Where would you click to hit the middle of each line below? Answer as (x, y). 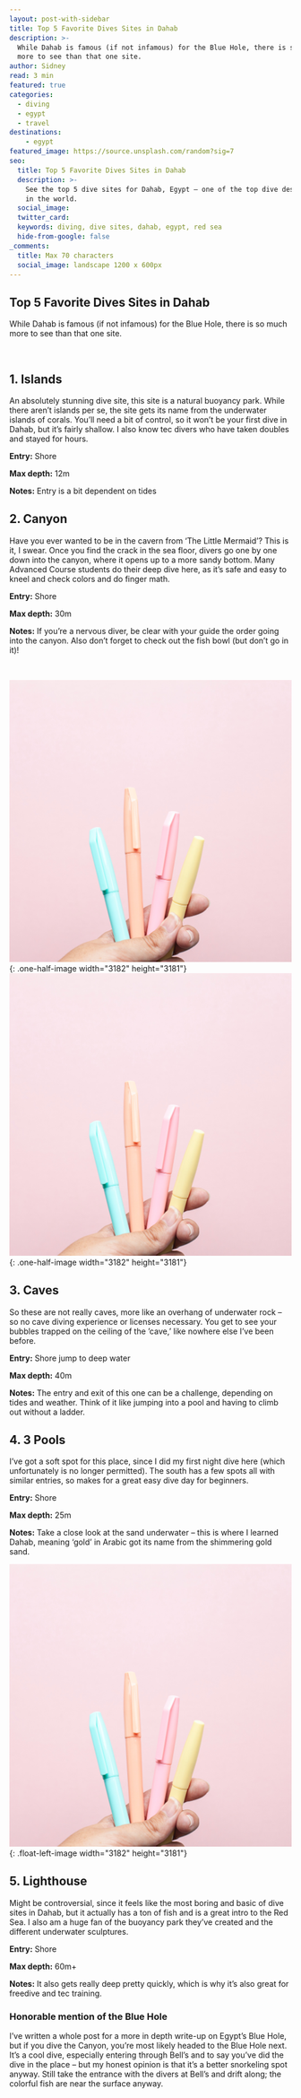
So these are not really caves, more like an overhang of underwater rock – (146, 1312)
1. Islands (36, 379)
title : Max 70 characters (66, 256)
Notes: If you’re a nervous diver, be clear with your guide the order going (144, 631)
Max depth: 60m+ (43, 1966)
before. (23, 1340)
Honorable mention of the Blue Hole (88, 2016)
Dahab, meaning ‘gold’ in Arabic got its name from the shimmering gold (141, 1542)
